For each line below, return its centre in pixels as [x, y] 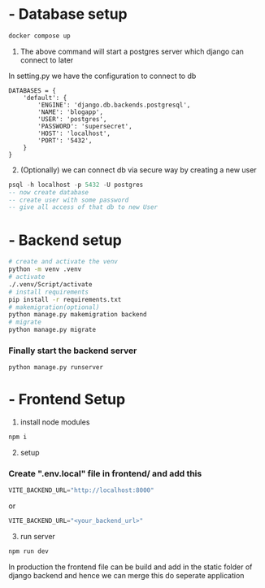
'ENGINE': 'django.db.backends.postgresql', [114, 105]
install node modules [55, 422]
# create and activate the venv [63, 262]
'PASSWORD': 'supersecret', [85, 126]
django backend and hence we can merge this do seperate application [126, 576]
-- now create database [49, 192]
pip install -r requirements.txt [65, 299]
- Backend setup [65, 240]
